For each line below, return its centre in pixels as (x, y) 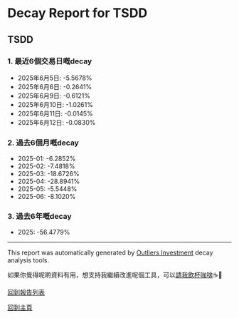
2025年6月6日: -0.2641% (55, 86)
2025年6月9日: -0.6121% (54, 96)
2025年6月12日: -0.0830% (57, 122)
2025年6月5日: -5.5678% (55, 78)
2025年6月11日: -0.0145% (55, 113)
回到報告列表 (26, 292)
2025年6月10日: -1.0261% (55, 104)
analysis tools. (28, 260)
